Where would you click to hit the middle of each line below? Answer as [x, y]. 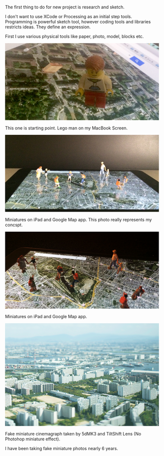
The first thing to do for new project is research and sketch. [65, 7]
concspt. [14, 225]
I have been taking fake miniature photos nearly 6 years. [61, 449]
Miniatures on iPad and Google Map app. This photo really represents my [79, 220]
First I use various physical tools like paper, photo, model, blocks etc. [74, 36]
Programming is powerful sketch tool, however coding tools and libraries [78, 22]
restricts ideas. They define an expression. [48, 27]
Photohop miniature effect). [33, 439]
